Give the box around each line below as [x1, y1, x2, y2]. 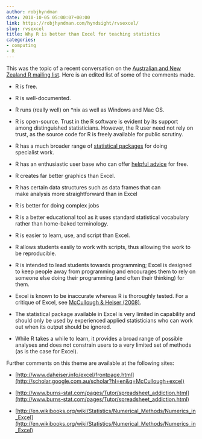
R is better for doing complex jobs [14, 201, 99, 209]
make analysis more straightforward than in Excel [14, 190, 137, 197]
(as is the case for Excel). [14, 347, 78, 355]
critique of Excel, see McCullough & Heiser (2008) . [14, 298, 142, 306]
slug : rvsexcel [6, 25, 45, 32]
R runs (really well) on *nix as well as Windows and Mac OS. [14, 106, 165, 113]
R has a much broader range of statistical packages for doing [14, 142, 168, 150]
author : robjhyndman [6, 8, 58, 15]
